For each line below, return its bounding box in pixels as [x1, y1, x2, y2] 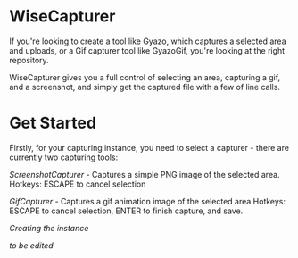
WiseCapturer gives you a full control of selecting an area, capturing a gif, [9, 71, 281, 82]
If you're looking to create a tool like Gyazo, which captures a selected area [9, 36, 287, 46]
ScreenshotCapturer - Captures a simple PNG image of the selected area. [9, 169, 280, 179]
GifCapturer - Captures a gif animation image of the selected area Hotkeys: [9, 196, 286, 206]
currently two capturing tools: [9, 152, 119, 162]
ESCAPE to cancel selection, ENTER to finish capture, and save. [9, 205, 244, 216]
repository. [9, 54, 49, 65]
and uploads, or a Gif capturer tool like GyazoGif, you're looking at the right [9, 45, 286, 55]
